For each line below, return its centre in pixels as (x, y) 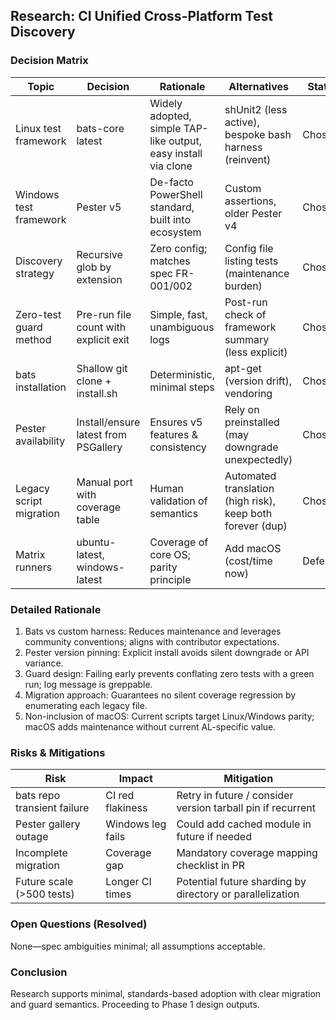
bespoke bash (258, 134)
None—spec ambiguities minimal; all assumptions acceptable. (138, 946)
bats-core (100, 128)
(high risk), (250, 501)
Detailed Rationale (56, 609)
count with (101, 327)
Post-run (246, 302)
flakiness (126, 808)
